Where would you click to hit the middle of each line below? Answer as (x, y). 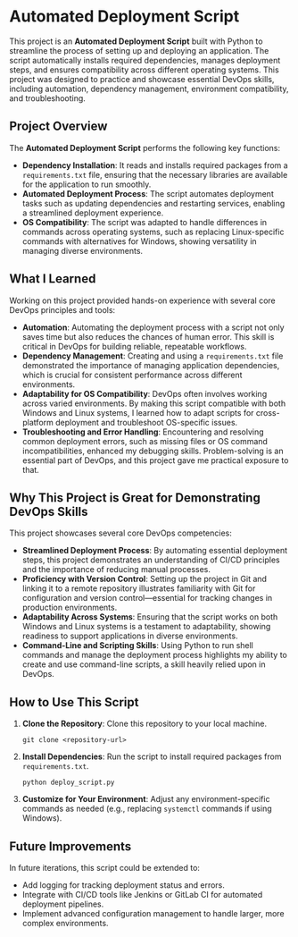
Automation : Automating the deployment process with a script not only (153, 327)
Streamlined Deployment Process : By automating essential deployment (155, 551)
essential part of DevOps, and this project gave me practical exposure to (155, 460)
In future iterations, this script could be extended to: (105, 868)
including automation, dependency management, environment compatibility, (149, 89)
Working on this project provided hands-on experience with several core (143, 300)
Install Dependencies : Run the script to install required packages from (152, 756)
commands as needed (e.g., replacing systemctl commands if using (147, 809)
